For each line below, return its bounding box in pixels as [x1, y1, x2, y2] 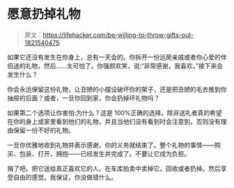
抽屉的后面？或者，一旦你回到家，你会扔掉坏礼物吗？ [7, 93, 160, 102]
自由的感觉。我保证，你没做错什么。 [13, 173, 117, 181]
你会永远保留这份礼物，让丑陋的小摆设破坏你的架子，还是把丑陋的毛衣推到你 [7, 85, 227, 93]
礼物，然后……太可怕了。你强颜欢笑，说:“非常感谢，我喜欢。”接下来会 [25, 61, 223, 70]
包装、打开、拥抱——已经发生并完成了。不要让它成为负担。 [19, 149, 190, 157]
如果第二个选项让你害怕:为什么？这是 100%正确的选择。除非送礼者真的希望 [7, 109, 223, 117]
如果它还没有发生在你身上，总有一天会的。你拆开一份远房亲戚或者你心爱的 [7, 53, 221, 61]
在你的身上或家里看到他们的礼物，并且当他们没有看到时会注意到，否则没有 [7, 117, 221, 125]
